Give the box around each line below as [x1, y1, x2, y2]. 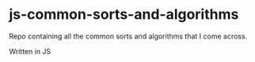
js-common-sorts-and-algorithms [9, 5, 239, 24]
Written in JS [9, 46, 51, 56]
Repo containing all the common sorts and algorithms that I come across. [9, 31, 248, 41]
